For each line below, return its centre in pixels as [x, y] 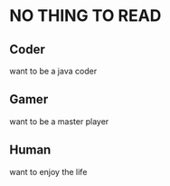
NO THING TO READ [85, 16]
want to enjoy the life [48, 171]
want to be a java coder [53, 71]
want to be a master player [59, 121]
